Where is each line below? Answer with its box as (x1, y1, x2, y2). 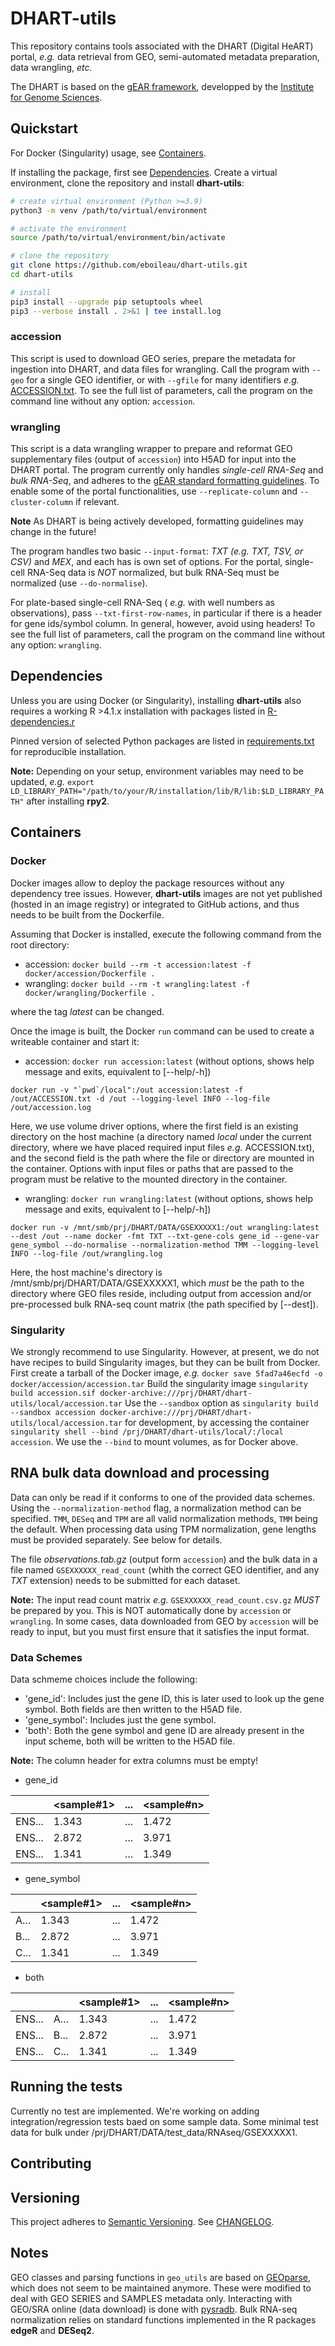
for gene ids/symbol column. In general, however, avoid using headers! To (10, 618, 316, 630)
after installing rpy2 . (26, 795, 110, 807)
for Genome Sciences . (10, 91, 103, 103)
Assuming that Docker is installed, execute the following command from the (10, 928, 322, 940)
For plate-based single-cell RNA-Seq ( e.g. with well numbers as (10, 597, 275, 609)
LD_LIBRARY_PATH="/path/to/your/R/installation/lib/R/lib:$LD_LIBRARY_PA (10, 786, 325, 796)
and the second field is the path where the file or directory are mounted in (10, 1152, 315, 1164)
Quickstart (10, 120, 79, 137)
